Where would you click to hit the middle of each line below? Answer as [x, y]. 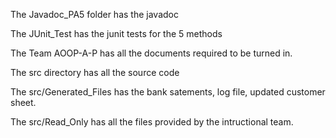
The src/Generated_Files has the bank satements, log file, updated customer [168, 92]
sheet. [23, 102]
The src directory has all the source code [95, 72]
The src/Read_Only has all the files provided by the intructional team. [152, 122]
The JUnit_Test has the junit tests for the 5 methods [116, 33]
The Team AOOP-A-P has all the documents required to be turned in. [151, 53]
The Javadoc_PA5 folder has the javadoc [94, 14]
